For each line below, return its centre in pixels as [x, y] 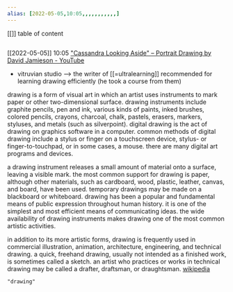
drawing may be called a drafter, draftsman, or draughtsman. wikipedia [109, 268]
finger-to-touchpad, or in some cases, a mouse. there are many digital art [112, 146]
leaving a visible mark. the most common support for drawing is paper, [109, 174]
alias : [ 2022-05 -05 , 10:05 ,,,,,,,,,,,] [63, 14]
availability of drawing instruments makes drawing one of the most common [116, 218]
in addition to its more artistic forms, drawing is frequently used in [102, 239]
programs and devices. [40, 153]
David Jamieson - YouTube [46, 60]
